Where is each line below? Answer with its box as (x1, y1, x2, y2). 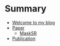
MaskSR (19, 30, 37, 36)
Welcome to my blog (12, 19, 55, 25)
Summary (5, 3, 46, 14)
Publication (12, 35, 36, 41)
